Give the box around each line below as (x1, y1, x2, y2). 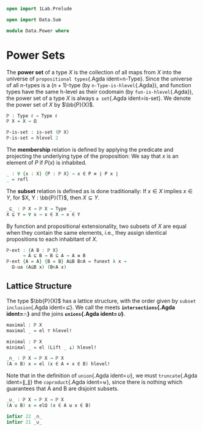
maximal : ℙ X (6, 322, 43, 328)
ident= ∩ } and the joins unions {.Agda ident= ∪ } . (6, 310, 126, 317)
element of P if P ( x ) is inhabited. (6, 159, 87, 166)
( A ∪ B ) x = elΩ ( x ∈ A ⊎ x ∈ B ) (6, 402, 91, 408)
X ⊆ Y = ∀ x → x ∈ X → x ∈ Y (6, 211, 80, 218)
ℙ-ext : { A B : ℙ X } (6, 247, 59, 253)
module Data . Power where (6, 27, 69, 34)
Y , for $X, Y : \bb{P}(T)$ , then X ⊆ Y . (6, 194, 100, 201)
